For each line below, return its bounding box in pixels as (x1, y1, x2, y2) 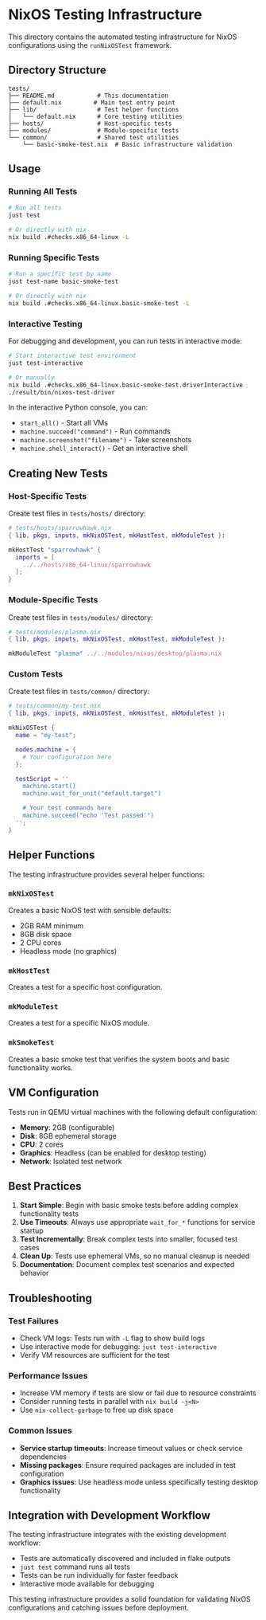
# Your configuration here (22, 753, 112, 761)
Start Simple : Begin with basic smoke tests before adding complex (19, 1201, 239, 1210)
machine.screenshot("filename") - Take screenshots (19, 435, 192, 445)
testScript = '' (15, 775, 69, 783)
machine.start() (22, 783, 77, 790)
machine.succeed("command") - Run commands (19, 426, 171, 436)
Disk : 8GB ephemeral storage (19, 1131, 118, 1140)
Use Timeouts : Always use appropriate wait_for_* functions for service (19, 1218, 256, 1227)
